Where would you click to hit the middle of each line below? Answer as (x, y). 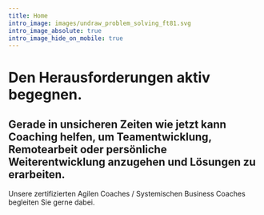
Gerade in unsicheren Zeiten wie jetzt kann (117, 124)
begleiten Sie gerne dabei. (52, 202)
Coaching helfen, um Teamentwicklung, (110, 137)
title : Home (28, 16)
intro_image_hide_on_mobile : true (66, 38)
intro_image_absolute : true (55, 30)
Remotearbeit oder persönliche (88, 149)
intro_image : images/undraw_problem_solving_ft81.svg (100, 23)
